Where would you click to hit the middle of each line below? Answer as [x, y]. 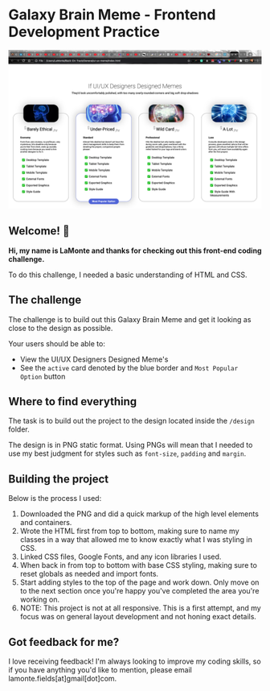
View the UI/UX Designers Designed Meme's [94, 359]
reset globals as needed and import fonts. [89, 574]
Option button [43, 376]
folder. [19, 429]
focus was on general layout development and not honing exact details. [138, 617]
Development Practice [84, 32]
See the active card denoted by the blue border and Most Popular [129, 367]
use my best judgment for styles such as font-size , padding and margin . [127, 453]
